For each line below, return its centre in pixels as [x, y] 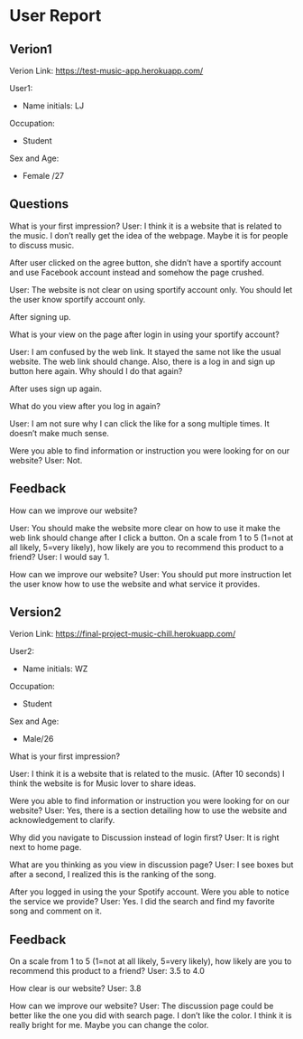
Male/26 [38, 739]
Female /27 [43, 176]
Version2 [36, 612]
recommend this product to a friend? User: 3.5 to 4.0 [107, 971]
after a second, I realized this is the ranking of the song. [113, 875]
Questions [39, 204]
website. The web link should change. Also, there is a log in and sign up [142, 361]
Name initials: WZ [55, 669]
